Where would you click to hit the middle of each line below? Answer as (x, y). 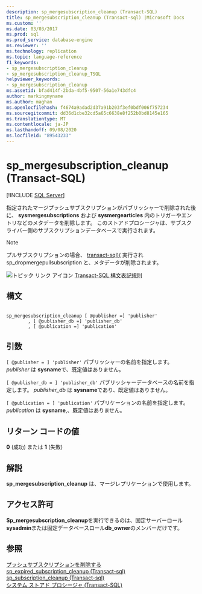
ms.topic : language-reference (44, 57)
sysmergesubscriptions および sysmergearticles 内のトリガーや (100, 215)
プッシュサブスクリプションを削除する (54, 564)
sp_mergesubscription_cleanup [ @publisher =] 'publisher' (82, 316)
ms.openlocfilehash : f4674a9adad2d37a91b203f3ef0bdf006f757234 (87, 107)
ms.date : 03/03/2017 (32, 29)
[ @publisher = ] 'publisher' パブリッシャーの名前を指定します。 (90, 362)
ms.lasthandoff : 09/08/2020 (42, 130)
